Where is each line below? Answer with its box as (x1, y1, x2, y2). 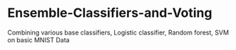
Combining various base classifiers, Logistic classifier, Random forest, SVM (7, 28, 230, 37)
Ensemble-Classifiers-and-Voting (7, 5, 212, 21)
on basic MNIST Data (7, 35, 70, 44)
